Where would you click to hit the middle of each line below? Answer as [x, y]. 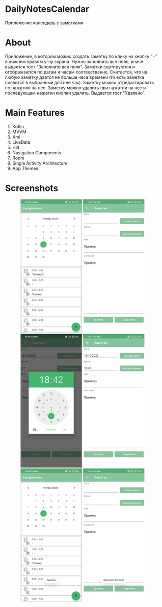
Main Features [35, 113]
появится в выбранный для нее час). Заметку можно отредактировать [80, 82]
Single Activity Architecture [40, 163]
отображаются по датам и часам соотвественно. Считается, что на [76, 72]
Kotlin [18, 126]
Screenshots [32, 188]
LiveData [21, 142]
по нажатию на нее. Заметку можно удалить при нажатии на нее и [76, 88]
